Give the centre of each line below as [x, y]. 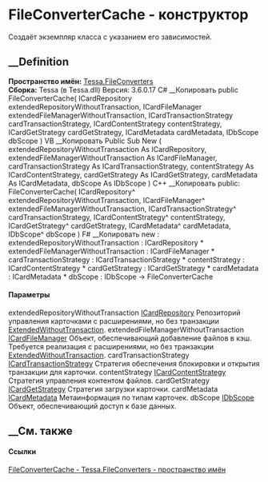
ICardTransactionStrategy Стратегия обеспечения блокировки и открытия [134, 363]
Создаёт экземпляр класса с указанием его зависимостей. [110, 37]
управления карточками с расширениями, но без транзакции [114, 321]
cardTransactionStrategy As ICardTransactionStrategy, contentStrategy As [131, 166]
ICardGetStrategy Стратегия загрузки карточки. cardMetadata [113, 388]
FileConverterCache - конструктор [128, 15]
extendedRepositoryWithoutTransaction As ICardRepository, [107, 149]
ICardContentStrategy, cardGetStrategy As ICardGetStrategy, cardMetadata [133, 174]
